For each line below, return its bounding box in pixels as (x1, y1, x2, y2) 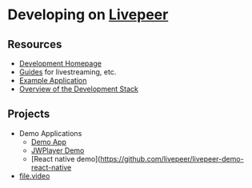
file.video (18, 170, 50, 181)
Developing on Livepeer (7, 6, 169, 24)
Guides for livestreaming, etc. (18, 67, 117, 77)
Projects (7, 107, 50, 121)
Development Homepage (18, 58, 102, 68)
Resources (7, 38, 62, 51)
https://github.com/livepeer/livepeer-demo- (100, 154, 245, 163)
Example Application (18, 76, 87, 85)
